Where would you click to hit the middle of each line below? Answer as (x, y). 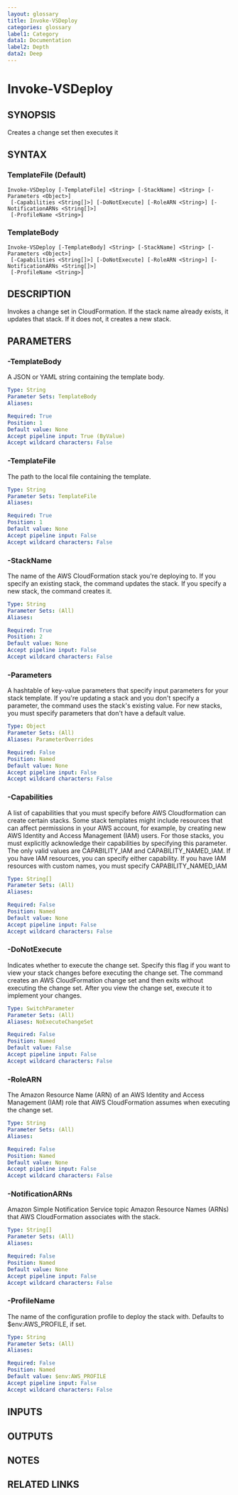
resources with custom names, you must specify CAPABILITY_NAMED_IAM (117, 866)
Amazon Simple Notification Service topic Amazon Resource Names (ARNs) (118, 1209)
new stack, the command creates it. (60, 591)
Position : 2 (25, 637)
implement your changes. (45, 995)
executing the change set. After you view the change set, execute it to (110, 988)
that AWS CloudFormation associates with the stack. (84, 1217)
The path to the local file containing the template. (79, 476)
